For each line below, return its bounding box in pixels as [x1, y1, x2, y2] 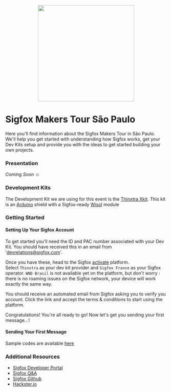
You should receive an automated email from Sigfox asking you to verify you [5, 290, 166, 297]
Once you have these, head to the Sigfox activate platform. [5, 259, 130, 265]
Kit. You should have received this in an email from [5, 244, 112, 250]
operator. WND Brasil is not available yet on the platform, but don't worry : [5, 270, 160, 276]
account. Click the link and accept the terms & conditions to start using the [5, 296, 163, 302]
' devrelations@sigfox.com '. [5, 249, 62, 255]
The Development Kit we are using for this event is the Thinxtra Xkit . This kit [5, 195, 165, 202]
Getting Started [5, 214, 45, 221]
